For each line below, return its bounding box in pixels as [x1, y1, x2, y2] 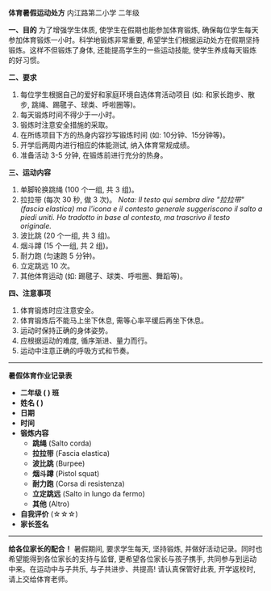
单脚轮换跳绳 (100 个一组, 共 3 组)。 [19, 185, 139, 194]
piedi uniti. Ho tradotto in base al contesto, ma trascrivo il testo [19, 213, 231, 222]
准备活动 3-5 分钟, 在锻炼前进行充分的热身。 [19, 150, 168, 160]
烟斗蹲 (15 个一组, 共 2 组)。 [19, 241, 113, 250]
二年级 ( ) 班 [19, 388, 60, 397]
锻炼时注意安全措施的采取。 [19, 120, 113, 129]
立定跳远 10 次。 [19, 261, 75, 270]
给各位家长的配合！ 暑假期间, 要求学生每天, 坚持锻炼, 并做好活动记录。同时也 [8, 544, 263, 553]
